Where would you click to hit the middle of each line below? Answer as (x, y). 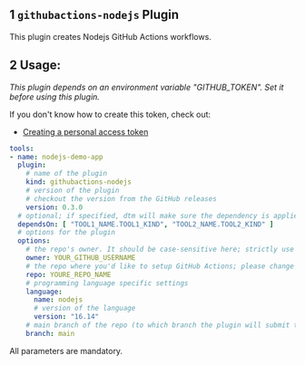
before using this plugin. (54, 96)
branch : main (50, 333)
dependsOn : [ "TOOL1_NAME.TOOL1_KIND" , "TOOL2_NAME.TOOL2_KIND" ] (146, 224)
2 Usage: (35, 66)
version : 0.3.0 (54, 207)
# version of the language (84, 308)
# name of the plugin (66, 174)
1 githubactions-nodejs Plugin (94, 15)
